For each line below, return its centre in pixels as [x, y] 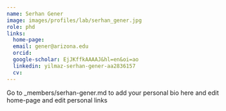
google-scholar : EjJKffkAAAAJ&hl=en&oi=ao [76, 60]
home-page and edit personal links [57, 100]
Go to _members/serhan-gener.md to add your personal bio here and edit [113, 93]
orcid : [22, 53]
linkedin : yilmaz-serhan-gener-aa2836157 [74, 66]
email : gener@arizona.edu [51, 46]
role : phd [21, 27]
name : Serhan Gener [35, 14]
